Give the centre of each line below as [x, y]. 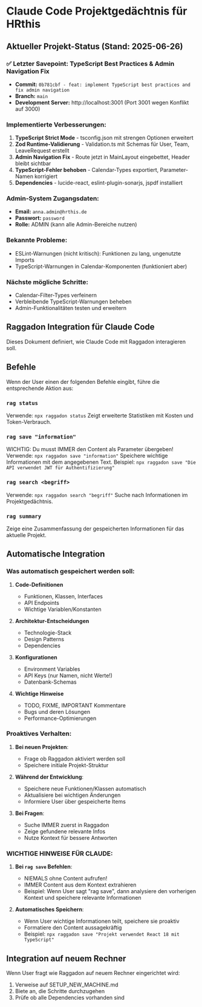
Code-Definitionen [39, 584]
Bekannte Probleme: [37, 240]
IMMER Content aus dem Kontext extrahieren [80, 885]
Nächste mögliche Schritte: [47, 282]
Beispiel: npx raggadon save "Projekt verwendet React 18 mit [102, 934]
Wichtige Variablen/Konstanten [63, 609]
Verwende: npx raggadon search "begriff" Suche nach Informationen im [97, 495]
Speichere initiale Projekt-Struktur [66, 765]
